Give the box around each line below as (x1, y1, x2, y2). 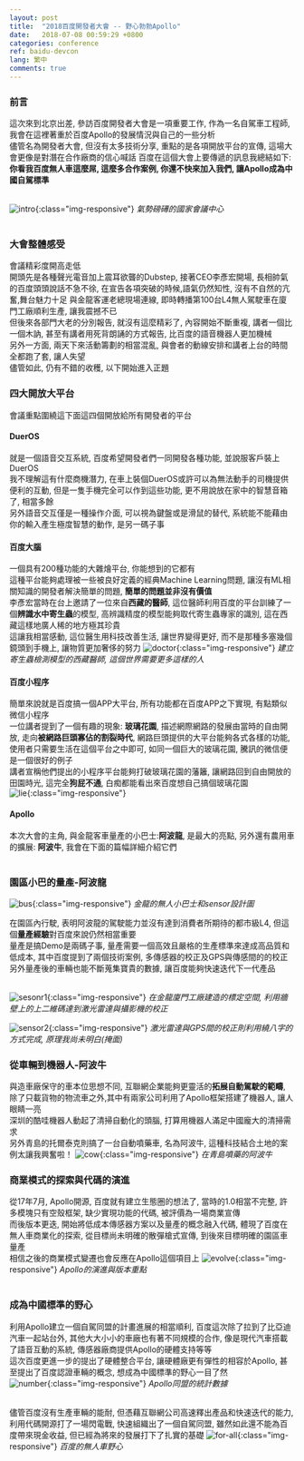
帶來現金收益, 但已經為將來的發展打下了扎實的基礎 (16, 1429, 204, 1440)
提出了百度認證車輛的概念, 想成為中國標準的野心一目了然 (16, 1367, 228, 1378)
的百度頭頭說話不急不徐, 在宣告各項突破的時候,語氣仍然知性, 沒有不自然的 (9, 283, 282, 294)
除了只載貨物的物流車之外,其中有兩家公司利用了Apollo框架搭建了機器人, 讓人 (9, 1093, 294, 1103)
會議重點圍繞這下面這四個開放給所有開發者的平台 (9, 409, 192, 420)
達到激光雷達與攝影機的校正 (64, 1003, 168, 1014)
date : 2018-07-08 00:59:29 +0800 (9, 30, 144, 39)
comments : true (9, 64, 67, 74)
